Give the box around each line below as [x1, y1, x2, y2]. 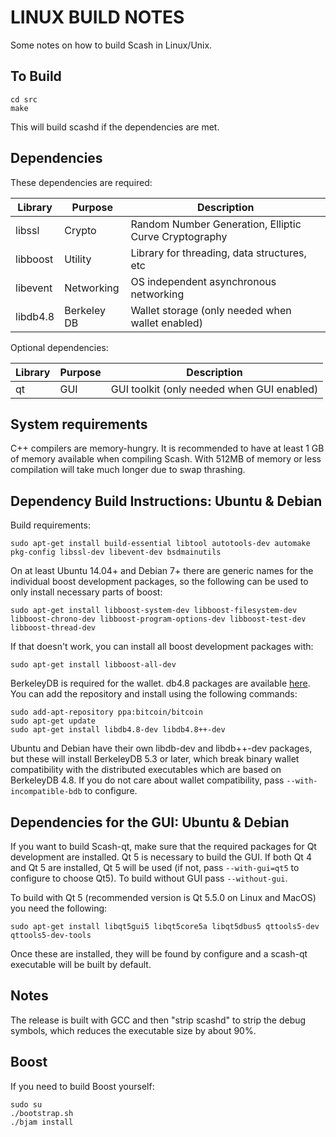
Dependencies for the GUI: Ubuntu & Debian [10, 814, 290, 831]
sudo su [10, 1099, 43, 1110]
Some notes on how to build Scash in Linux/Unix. [10, 39, 213, 51]
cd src [10, 94, 38, 105]
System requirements [10, 416, 148, 433]
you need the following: [10, 902, 108, 914]
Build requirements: [10, 519, 91, 531]
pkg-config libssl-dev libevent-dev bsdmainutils [10, 547, 222, 558]
